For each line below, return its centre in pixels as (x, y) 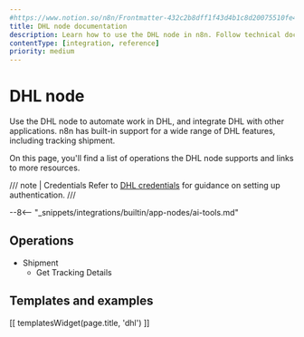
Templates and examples (81, 301)
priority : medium (42, 52)
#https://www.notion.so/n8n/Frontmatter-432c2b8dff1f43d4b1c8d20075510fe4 (153, 18)
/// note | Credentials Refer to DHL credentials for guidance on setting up (145, 186)
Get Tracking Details (74, 272)
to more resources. (45, 168)
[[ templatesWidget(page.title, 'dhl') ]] (80, 323)
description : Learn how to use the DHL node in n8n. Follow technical (145, 34)
